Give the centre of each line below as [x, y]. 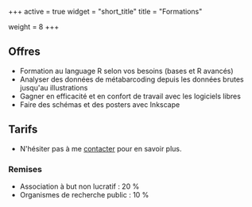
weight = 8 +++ [34, 27]
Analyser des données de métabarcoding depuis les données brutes [132, 79]
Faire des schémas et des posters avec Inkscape [100, 104]
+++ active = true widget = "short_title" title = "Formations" [105, 11]
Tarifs [23, 130]
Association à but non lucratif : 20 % [79, 186]
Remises [25, 169]
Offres [25, 52]
